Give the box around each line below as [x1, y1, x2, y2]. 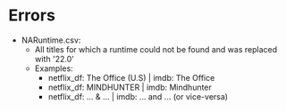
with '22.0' [34, 53, 75, 64]
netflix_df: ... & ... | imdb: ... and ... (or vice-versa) [47, 91, 229, 102]
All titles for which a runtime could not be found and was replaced [34, 44, 278, 54]
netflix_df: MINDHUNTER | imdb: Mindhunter [47, 82, 212, 92]
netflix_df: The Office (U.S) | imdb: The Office [47, 72, 215, 83]
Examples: [34, 63, 73, 74]
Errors [8, 5, 55, 26]
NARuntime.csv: [21, 35, 81, 45]
